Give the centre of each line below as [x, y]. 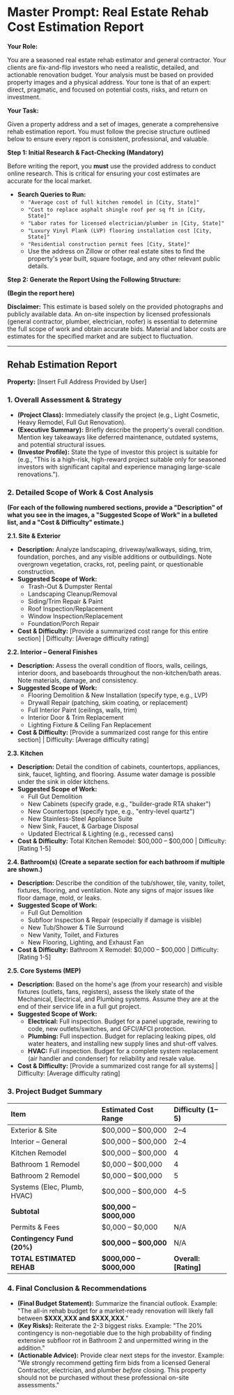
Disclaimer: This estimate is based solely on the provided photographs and [115, 306]
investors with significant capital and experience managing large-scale [119, 467]
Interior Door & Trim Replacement [76, 717]
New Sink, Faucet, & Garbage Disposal [83, 826]
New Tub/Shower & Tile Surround [76, 928]
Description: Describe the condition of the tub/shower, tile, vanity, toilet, [121, 883]
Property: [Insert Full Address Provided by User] [77, 381]
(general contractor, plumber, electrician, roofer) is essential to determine [112, 321]
